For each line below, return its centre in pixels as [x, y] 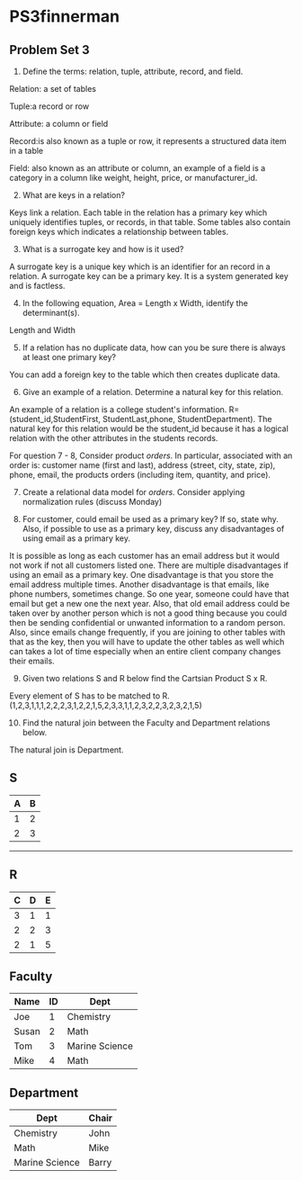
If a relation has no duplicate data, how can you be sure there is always [154, 347]
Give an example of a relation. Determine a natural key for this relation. [153, 392]
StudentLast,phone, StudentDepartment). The [187, 419]
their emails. [32, 661]
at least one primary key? [69, 357]
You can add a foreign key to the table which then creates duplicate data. [145, 374]
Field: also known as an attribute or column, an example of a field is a [138, 168]
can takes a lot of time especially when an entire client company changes [145, 651]
